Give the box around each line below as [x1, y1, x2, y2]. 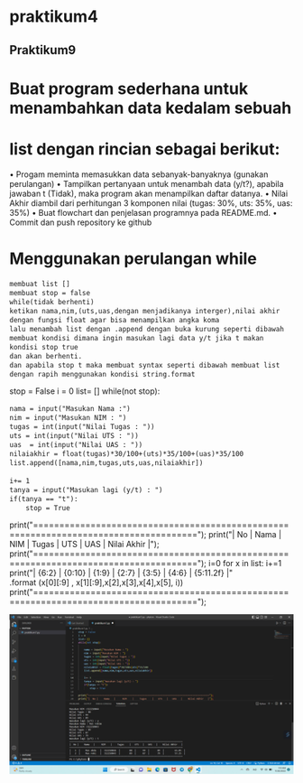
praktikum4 [9, 6, 99, 27]
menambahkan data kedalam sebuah [9, 98, 292, 118]
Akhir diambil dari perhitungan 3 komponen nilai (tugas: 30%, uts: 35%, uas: [9, 197, 293, 209]
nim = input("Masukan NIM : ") [9, 413, 127, 422]
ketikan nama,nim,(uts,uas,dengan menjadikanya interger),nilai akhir [9, 306, 280, 315]
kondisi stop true [9, 342, 78, 351]
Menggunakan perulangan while [9, 248, 257, 268]
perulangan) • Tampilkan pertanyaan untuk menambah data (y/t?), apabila [9, 178, 284, 189]
